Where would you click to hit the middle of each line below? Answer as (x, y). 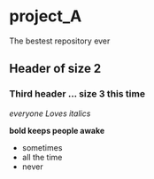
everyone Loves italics (50, 113)
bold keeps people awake (57, 130)
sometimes (42, 147)
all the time (42, 157)
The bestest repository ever (60, 41)
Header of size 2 (55, 69)
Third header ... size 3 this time (77, 94)
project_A (46, 16)
